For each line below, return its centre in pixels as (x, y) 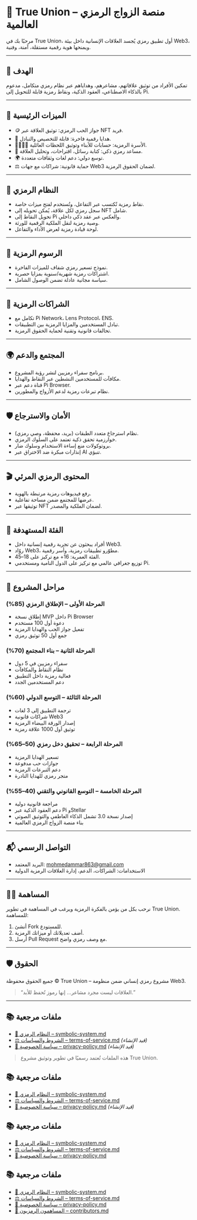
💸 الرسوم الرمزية (34, 253)
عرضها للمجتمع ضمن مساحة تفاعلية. (54, 500)
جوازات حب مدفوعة (36, 763)
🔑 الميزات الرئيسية (36, 116)
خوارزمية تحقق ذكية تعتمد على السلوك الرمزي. (66, 439)
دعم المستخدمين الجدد (39, 682)
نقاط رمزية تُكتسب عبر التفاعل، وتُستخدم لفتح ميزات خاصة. (79, 204)
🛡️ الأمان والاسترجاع (38, 416)
